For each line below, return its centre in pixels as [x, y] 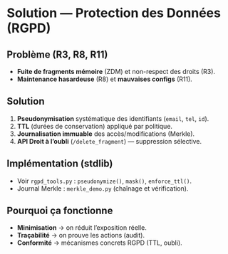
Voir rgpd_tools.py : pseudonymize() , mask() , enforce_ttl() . [104, 181]
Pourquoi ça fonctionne [60, 211]
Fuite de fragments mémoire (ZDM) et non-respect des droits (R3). [116, 72]
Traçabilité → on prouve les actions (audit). [81, 236]
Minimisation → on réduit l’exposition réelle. [82, 228]
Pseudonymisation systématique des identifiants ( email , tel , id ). [113, 118]
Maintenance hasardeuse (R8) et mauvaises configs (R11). [105, 79]
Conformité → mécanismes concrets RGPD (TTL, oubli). [99, 243]
